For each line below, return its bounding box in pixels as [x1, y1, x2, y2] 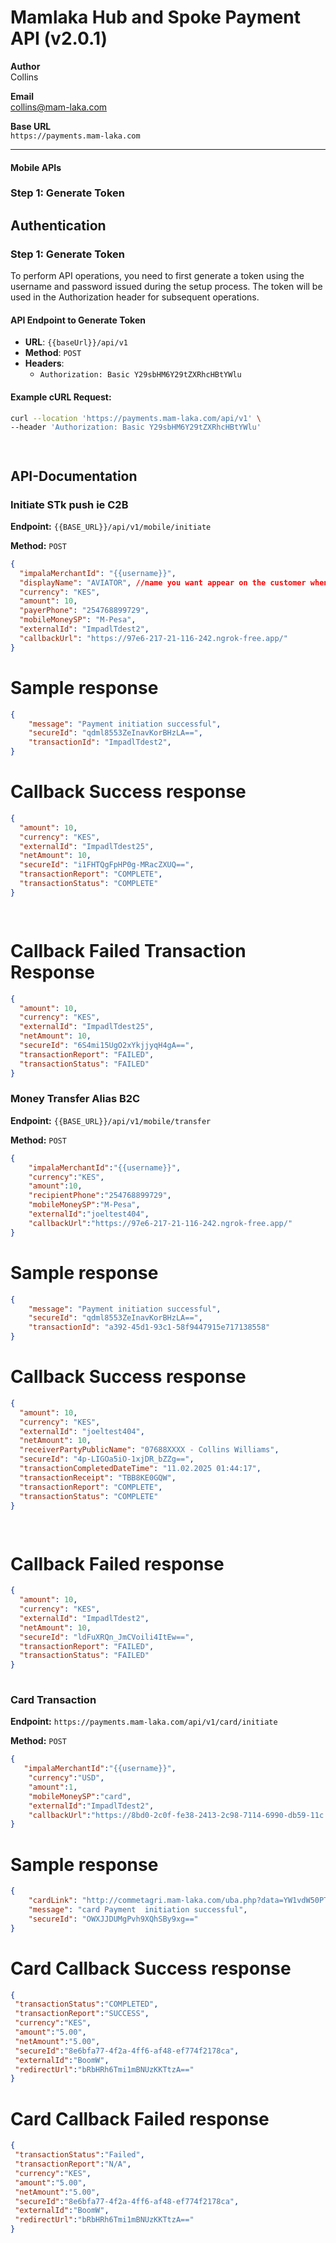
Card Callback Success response [10, 1957, 292, 1980]
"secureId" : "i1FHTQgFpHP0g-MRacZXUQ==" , [19, 860, 195, 870]
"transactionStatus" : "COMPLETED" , [14, 1999, 159, 2010]
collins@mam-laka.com [10, 101, 108, 113]
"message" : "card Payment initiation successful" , [28, 1905, 248, 1915]
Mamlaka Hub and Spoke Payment [10, 6, 301, 29]
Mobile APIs [10, 161, 62, 173]
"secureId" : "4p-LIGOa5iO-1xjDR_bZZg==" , [19, 1454, 195, 1465]
